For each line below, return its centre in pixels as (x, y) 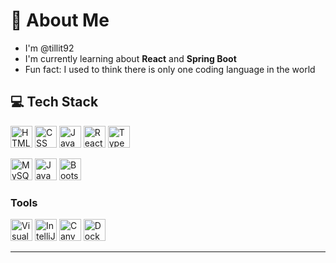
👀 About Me (60, 20)
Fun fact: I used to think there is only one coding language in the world (170, 69)
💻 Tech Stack (54, 102)
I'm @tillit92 (49, 48)
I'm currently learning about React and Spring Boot (130, 58)
